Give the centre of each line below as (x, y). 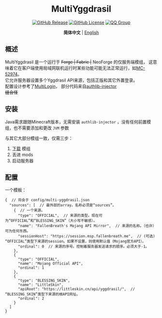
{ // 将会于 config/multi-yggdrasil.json (47, 200)
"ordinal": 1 (31, 268)
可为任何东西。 (18, 231)
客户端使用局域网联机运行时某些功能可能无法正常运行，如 (79, 68)
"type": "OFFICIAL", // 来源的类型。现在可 (60, 216)
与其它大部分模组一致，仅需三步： (39, 138)
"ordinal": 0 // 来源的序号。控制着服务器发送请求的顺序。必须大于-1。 (83, 247)
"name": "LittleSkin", (41, 285)
